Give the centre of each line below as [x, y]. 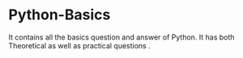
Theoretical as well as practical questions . [80, 45]
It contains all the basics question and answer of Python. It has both [122, 37]
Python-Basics [60, 15]
